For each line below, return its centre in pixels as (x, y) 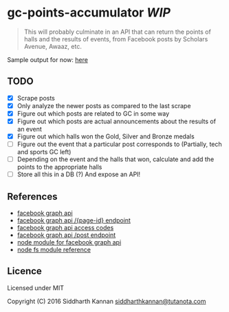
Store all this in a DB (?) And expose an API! (79, 174)
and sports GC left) (44, 152)
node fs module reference (54, 250)
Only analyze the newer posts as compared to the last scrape (104, 105)
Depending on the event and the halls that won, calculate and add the (116, 159)
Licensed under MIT (35, 288)
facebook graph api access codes (65, 228)
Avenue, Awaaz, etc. (53, 46)
